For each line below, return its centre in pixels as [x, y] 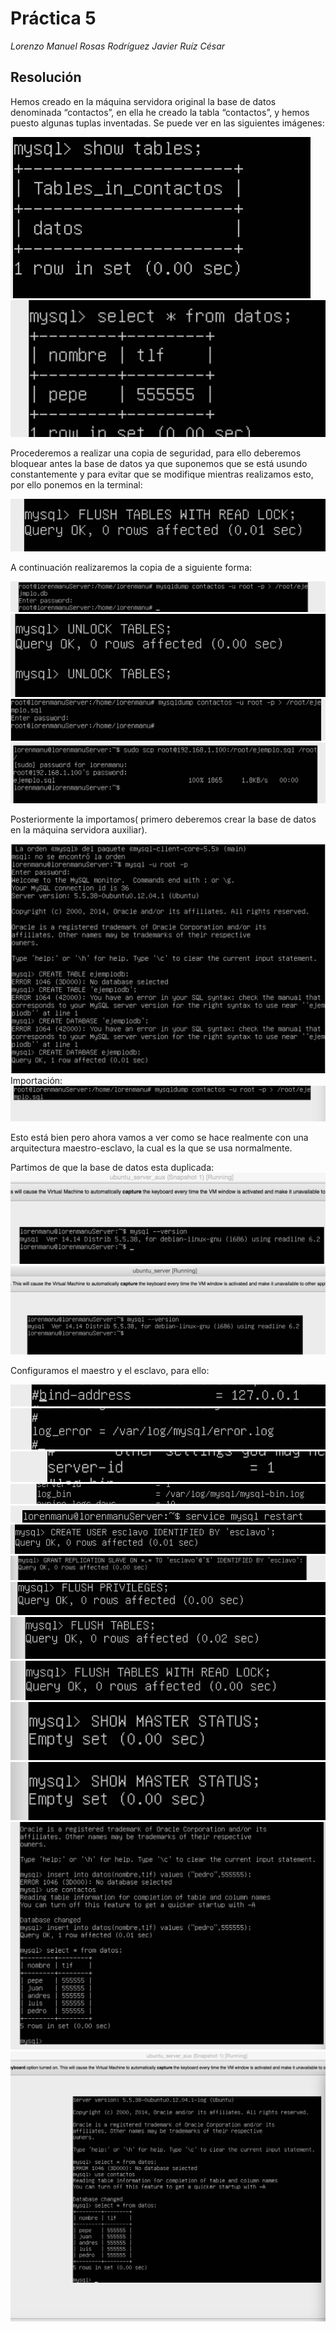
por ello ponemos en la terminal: [76, 484]
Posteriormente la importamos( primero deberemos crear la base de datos [163, 819]
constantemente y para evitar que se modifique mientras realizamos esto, [162, 474]
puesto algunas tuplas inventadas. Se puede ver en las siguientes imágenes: [167, 123]
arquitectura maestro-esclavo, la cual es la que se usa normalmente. [151, 1148]
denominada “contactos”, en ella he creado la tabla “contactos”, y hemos [160, 112]
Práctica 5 [53, 18]
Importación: [36, 1080]
